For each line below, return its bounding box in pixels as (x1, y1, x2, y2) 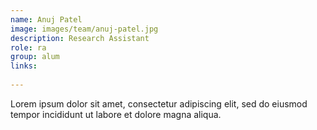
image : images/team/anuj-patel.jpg (10, 24, 159, 34)
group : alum (10, 52, 60, 62)
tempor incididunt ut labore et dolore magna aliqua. (10, 108, 222, 120)
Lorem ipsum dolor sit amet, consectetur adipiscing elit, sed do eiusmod (10, 97, 308, 110)
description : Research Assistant (10, 33, 150, 43)
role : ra (10, 42, 47, 53)
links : (10, 61, 38, 71)
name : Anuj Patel (10, 14, 83, 25)
